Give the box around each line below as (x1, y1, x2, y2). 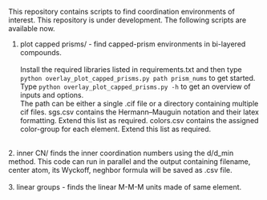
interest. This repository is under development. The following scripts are (8, 15, 247, 25)
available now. (8, 24, 55, 33)
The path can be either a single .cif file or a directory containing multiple (19, 99, 259, 108)
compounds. (19, 48, 62, 57)
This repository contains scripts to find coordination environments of (8, 7, 235, 16)
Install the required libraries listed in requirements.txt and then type (19, 65, 242, 74)
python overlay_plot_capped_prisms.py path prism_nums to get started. (19, 74, 256, 82)
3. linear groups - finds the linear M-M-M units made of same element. (8, 182, 242, 191)
